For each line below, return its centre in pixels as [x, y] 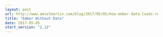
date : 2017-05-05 [23, 23]
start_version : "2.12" [28, 27]
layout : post [18, 9]
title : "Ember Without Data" [34, 18]
